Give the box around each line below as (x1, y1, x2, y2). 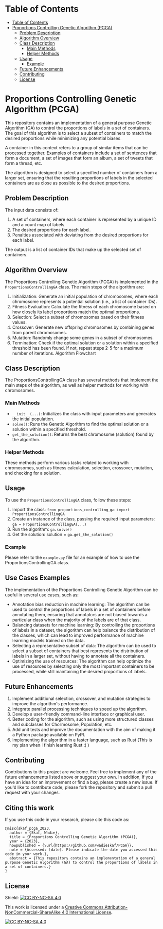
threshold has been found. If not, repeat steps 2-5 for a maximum (12, 345, 144, 351)
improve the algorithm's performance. (12, 700, 89, 706)
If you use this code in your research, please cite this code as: (5, 817, 130, 822)
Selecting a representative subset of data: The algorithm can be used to (12, 643, 157, 648)
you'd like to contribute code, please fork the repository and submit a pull (5, 785, 152, 790)
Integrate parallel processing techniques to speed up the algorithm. (12, 706, 147, 712)
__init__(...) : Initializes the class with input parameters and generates (12, 411, 156, 416)
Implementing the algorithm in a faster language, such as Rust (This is (12, 737, 152, 743)
